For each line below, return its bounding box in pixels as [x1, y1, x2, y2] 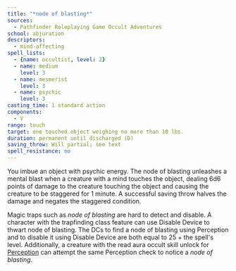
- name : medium [13, 63, 58, 70]
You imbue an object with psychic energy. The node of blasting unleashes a [7, 167, 228, 175]
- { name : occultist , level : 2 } [13, 56, 106, 63]
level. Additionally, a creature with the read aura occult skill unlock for [7, 241, 210, 248]
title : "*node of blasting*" [7, 10, 93, 18]
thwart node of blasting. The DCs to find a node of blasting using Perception [7, 226, 229, 234]
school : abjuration [7, 30, 65, 37]
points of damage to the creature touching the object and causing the [7, 182, 209, 190]
